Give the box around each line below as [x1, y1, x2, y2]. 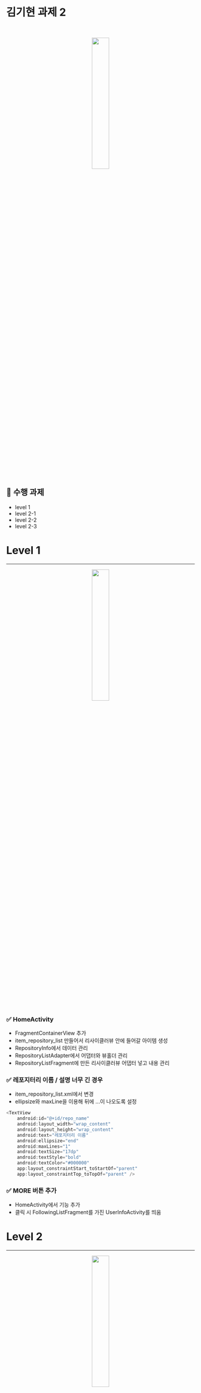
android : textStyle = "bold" [17, 1154, 82, 1161]
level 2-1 [14, 510, 36, 517]
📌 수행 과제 [6, 487, 45, 497]
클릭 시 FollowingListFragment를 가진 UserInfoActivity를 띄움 [14, 1209, 162, 1216]
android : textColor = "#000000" [17, 1160, 90, 1166]
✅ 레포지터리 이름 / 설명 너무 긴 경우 [6, 1075, 103, 1084]
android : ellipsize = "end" [17, 1137, 79, 1143]
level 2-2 [14, 516, 37, 524]
